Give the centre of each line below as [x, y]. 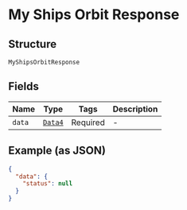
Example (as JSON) [57, 151]
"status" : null [48, 184]
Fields [24, 86]
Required [88, 122]
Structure [33, 44]
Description [135, 109]
